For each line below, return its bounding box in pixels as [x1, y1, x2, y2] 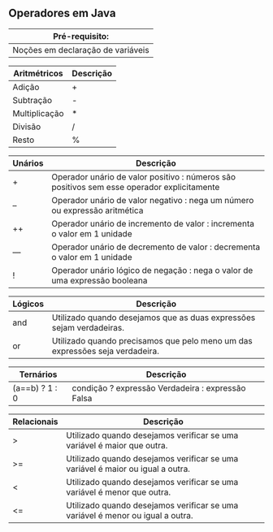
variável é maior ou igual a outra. [66, 463, 191, 474]
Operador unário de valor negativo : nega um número [51, 194, 254, 205]
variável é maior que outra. [66, 439, 168, 451]
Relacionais [12, 416, 58, 427]
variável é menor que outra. [66, 487, 171, 498]
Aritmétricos [13, 67, 63, 79]
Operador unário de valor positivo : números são [51, 171, 236, 182]
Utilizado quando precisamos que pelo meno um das [51, 335, 253, 346]
